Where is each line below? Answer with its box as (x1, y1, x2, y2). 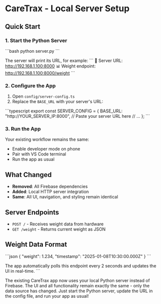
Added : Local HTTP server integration (12, 189, 89, 195)
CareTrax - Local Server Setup (5, 3, 130, 14)
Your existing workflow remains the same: (5, 136, 89, 142)
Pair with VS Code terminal (12, 151, 66, 157)
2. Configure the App (5, 82, 56, 89)
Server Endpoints (5, 208, 60, 217)
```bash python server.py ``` (5, 48, 60, 54)
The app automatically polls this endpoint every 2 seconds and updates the (5, 262, 157, 269)
